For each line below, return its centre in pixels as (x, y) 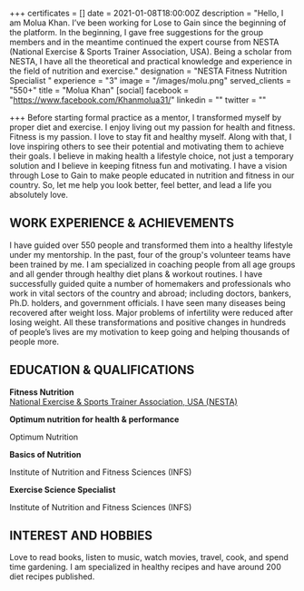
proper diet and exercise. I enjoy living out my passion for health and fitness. (152, 127)
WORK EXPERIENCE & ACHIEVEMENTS (122, 223)
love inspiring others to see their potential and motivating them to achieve (147, 146)
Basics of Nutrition (45, 454)
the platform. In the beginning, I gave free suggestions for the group (136, 32)
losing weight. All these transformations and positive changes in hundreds (148, 322)
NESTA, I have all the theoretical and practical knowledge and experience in (151, 61)
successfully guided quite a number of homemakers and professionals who (150, 283)
